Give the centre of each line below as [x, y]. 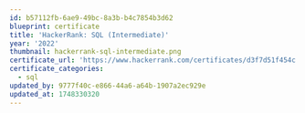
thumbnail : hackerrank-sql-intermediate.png [95, 52]
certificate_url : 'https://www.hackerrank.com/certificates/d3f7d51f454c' [155, 60]
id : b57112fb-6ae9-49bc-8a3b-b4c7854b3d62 [91, 18]
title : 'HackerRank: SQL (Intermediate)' [89, 35]
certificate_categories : [57, 69]
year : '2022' [34, 43]
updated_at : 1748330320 [55, 94]
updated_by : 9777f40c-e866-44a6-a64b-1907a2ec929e [108, 86]
